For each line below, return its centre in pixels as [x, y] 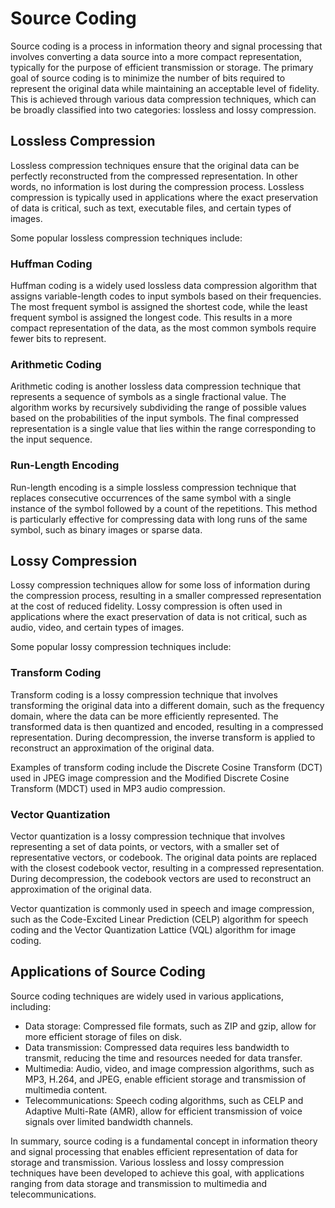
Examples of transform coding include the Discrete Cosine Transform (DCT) [166, 767]
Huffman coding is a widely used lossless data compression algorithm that [163, 286]
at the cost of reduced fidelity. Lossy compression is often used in [146, 606]
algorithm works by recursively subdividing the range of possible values [158, 408]
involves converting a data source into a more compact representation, [156, 56]
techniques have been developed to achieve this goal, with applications [157, 1173]
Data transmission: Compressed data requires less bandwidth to [157, 1047]
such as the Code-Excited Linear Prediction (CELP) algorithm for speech [159, 919]
